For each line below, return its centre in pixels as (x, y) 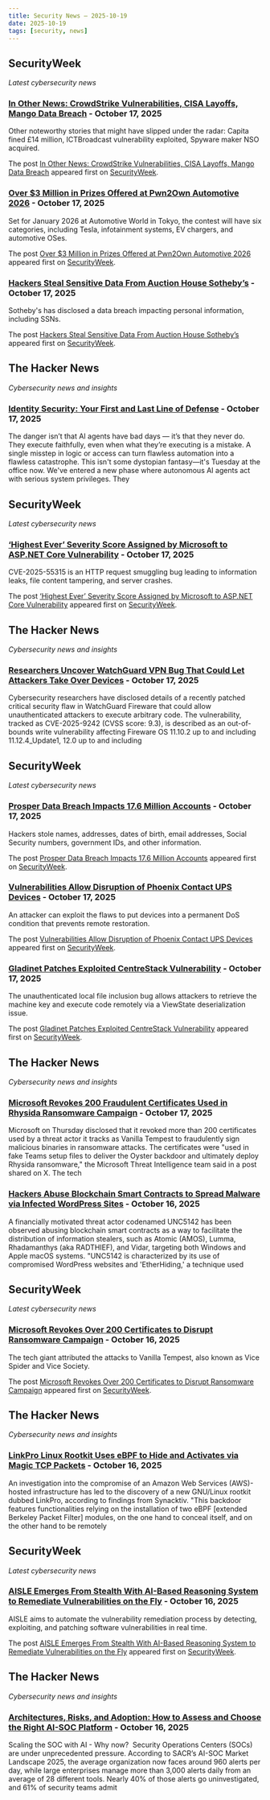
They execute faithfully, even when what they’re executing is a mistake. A (130, 445)
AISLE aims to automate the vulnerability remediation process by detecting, (133, 1619)
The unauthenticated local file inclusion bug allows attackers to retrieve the (133, 996)
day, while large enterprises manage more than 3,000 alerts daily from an (130, 1770)
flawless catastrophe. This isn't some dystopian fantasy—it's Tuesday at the (135, 462)
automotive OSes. (38, 237)
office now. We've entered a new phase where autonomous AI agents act (129, 471)
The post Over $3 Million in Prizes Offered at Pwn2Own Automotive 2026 (130, 253)
